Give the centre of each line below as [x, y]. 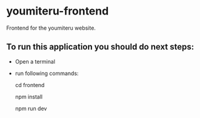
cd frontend [30, 85]
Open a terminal [35, 61]
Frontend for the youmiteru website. [51, 28]
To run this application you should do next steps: [100, 47]
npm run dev [31, 108]
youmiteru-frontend [58, 11]
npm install [29, 97]
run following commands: [47, 73]
